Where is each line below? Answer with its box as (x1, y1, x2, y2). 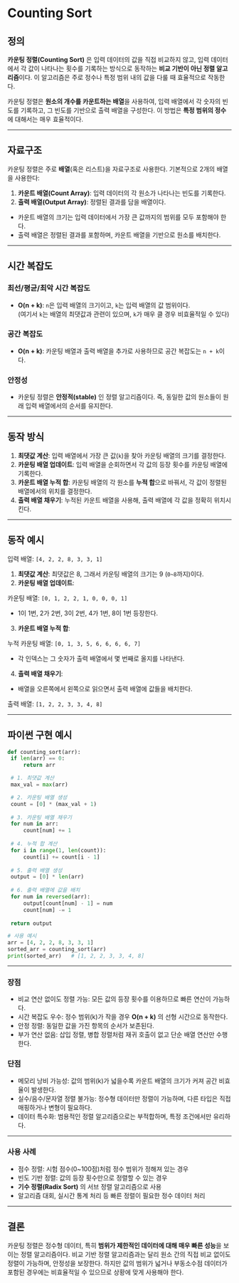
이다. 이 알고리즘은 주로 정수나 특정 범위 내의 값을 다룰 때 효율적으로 (18, 73, 206, 81)
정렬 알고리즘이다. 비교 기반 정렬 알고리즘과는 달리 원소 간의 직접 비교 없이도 (20, 1250, 231, 1258)
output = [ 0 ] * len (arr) (10, 874, 84, 881)
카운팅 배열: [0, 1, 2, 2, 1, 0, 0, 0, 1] (7, 593, 128, 602)
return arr (23, 762, 55, 769)
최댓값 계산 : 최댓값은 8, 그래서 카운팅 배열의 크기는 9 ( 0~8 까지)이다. (17, 570, 204, 578)
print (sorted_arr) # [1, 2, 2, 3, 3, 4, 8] (7, 953, 144, 960)
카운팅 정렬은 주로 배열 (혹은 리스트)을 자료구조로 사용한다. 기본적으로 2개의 (7, 164, 216, 173)
